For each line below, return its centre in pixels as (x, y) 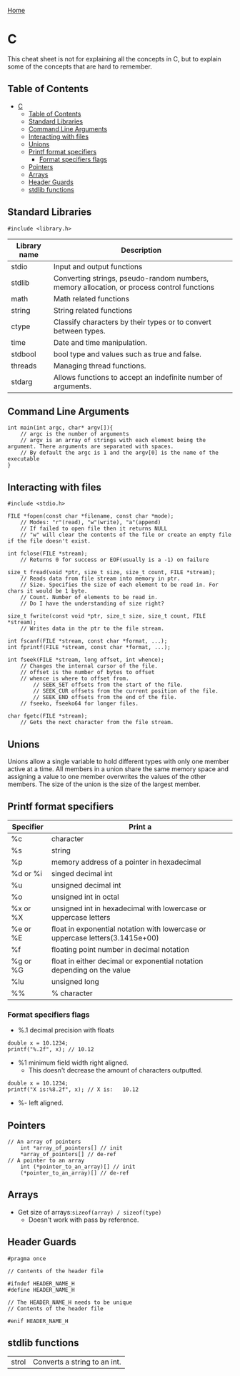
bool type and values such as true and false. (127, 354)
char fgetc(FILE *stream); (47, 716)
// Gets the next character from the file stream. (97, 723)
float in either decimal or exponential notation (127, 961)
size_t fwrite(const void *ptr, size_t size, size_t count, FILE (106, 616)
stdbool (24, 354)
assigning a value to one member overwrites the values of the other (107, 777)
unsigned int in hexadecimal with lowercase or (129, 908)
